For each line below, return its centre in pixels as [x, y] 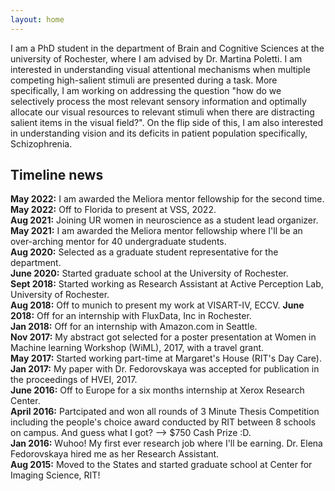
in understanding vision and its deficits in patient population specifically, [159, 133]
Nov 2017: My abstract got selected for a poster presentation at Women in [163, 337]
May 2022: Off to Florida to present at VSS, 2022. [113, 210]
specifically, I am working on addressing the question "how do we [146, 90]
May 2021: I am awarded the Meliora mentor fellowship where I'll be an [156, 231]
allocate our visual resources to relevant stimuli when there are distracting [162, 112]
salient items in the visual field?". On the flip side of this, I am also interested [167, 122]
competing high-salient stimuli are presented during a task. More [144, 80]
